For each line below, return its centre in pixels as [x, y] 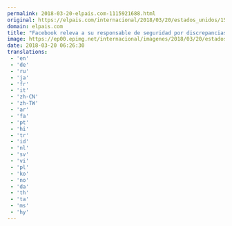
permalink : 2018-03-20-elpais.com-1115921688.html [81, 13]
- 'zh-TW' [24, 103]
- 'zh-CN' [24, 97]
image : [17, 39]
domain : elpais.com [35, 26]
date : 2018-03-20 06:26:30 [46, 45]
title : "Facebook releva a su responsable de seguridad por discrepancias [117, 33]
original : [21, 20]
